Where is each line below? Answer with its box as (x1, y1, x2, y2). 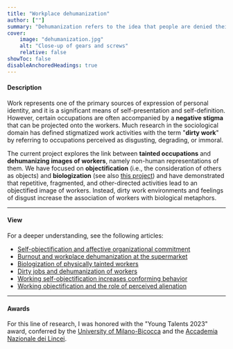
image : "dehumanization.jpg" (19, 36, 104, 43)
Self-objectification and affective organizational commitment (17, 245, 191, 254)
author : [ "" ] (7, 17, 45, 24)
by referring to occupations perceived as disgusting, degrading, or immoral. (7, 136, 224, 144)
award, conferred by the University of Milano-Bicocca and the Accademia (7, 327, 218, 336)
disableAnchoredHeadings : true (7, 62, 98, 69)
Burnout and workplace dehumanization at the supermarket (17, 252, 188, 261)
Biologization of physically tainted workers (17, 260, 139, 268)
